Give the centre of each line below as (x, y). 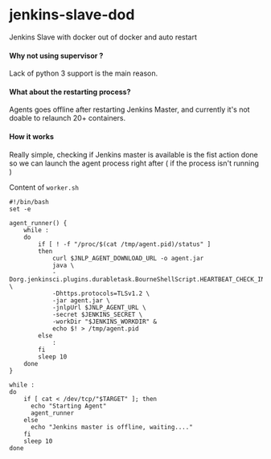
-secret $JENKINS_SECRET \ (97, 314)
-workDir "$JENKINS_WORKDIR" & (105, 322)
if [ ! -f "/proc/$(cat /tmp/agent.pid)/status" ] (125, 244)
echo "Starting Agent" (68, 406)
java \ (63, 265)
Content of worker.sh (44, 187)
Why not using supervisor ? (56, 55)
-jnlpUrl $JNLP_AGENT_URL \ (99, 307)
